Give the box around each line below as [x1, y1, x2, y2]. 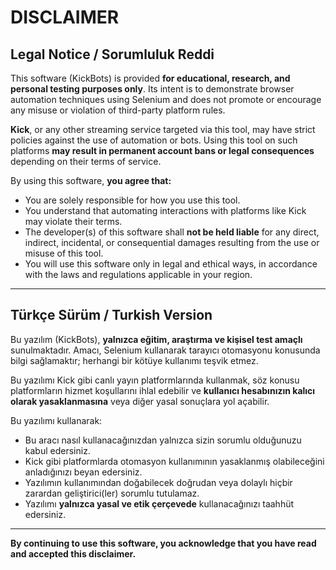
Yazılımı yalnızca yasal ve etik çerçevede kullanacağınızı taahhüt [24, 497, 295, 510]
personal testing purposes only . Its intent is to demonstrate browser [10, 83, 295, 95]
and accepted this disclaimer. [10, 547, 137, 560]
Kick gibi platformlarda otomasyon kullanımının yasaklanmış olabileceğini [24, 455, 325, 467]
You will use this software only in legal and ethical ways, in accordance [24, 258, 318, 270]
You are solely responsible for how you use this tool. [24, 194, 241, 206]
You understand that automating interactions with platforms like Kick [24, 205, 307, 216]
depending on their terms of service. [10, 156, 162, 167]
